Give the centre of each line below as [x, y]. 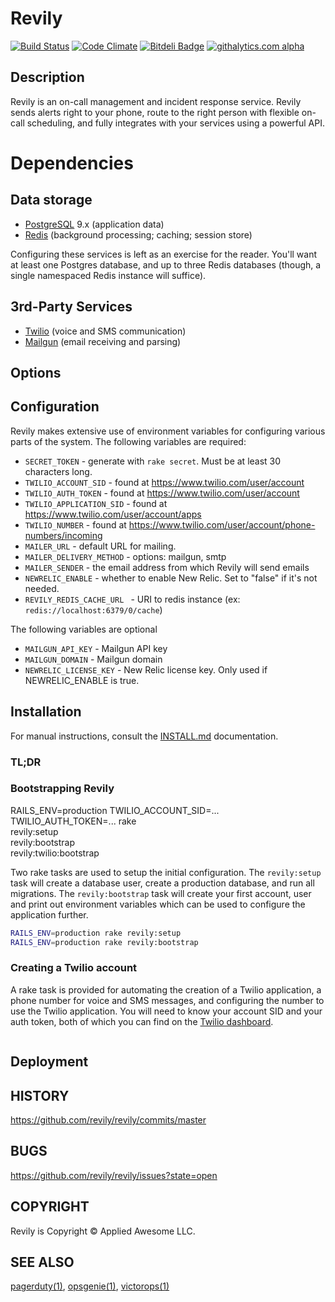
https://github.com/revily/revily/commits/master [108, 1120]
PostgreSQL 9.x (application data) [94, 224]
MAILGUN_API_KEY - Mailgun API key [96, 648]
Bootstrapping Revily [62, 789]
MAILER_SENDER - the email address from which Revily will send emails [167, 567]
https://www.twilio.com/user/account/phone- [222, 524]
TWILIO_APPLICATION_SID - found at [96, 503]
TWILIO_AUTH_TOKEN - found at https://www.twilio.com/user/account [162, 493]
